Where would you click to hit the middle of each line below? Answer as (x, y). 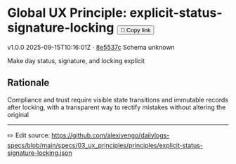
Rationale (28, 83)
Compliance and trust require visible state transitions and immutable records (118, 100)
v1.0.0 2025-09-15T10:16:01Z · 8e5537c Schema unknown (91, 47)
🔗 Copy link (136, 30)
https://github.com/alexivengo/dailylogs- (111, 135)
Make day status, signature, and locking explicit (76, 60)
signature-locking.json (40, 153)
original (18, 114)
